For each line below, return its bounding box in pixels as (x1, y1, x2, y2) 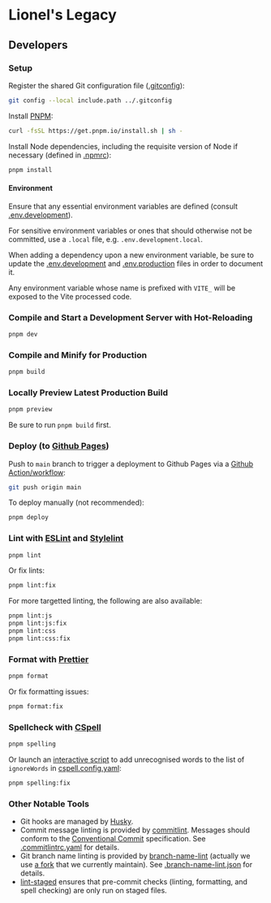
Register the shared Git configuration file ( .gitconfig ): (8, 80, 185, 90)
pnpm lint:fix (8, 582, 57, 590)
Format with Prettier (8, 653, 89, 664)
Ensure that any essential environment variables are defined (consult (8, 201, 238, 211)
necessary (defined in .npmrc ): (8, 150, 112, 160)
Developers (8, 38, 68, 52)
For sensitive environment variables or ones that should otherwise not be (8, 226, 253, 235)
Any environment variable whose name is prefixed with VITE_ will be (8, 282, 236, 293)
